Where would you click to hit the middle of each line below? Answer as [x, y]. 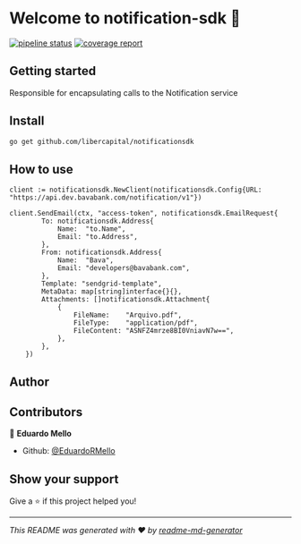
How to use [41, 169]
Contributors [46, 412]
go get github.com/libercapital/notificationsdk [102, 141]
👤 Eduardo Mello [40, 434]
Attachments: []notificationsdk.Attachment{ [126, 300]
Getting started [53, 71]
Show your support [64, 479]
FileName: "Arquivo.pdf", [127, 315]
